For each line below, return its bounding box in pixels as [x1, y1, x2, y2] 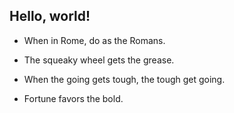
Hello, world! [9, 8, 91, 25]
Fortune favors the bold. [23, 92, 124, 104]
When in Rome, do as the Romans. [23, 34, 166, 46]
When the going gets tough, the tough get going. [23, 73, 226, 85]
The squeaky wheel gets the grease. [23, 54, 175, 66]
